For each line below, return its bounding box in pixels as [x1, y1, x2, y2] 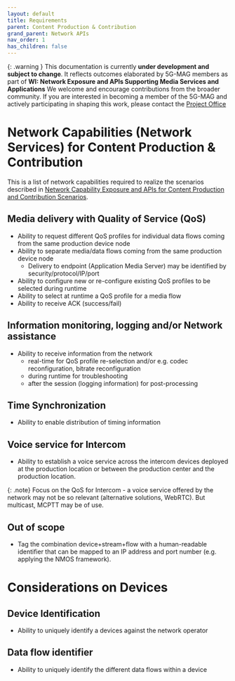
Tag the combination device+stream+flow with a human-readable [17, 540, 208, 548]
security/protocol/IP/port [27, 269, 100, 277]
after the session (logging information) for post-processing [27, 379, 199, 387]
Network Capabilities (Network [7, 125, 192, 141]
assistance [7, 330, 57, 342]
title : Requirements [7, 17, 68, 24]
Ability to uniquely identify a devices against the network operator [17, 626, 208, 635]
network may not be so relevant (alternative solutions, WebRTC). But [7, 494, 206, 502]
